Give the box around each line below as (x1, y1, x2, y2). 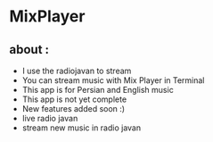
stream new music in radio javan (21, 122, 142, 133)
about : (9, 42, 50, 57)
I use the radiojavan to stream (21, 65, 132, 76)
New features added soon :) (21, 104, 126, 113)
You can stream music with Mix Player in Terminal (21, 75, 205, 86)
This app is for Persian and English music (21, 85, 174, 95)
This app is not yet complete (21, 94, 127, 104)
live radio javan (21, 113, 78, 123)
